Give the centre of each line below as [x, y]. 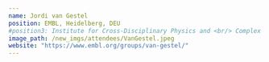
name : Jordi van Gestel [48, 16]
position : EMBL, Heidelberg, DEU [64, 23]
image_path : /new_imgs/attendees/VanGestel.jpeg [91, 38]
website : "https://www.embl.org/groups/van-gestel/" [99, 46]
